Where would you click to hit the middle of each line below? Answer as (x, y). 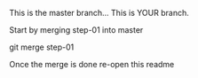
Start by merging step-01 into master (76, 30)
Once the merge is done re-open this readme (92, 64)
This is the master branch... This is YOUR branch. (99, 13)
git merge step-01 (42, 47)
